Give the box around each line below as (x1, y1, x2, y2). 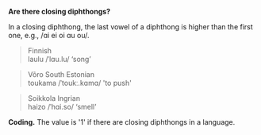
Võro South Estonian (27, 70, 95, 79)
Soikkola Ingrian (27, 94, 81, 102)
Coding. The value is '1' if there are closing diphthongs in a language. (8, 118, 236, 126)
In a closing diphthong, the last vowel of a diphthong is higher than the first (8, 22, 254, 31)
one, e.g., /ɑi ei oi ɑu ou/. (8, 31, 90, 40)
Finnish (27, 46, 52, 55)
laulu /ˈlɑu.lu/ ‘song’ (27, 55, 91, 64)
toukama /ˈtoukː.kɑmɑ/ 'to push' (27, 79, 132, 87)
